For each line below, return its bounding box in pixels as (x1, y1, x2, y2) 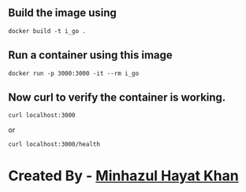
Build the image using (8, 6, 117, 20)
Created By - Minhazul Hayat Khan (8, 167, 239, 184)
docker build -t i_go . (8, 27, 87, 35)
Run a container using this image (8, 49, 173, 62)
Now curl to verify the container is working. (8, 90, 226, 105)
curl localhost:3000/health (8, 141, 101, 149)
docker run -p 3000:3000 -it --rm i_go (8, 69, 140, 77)
